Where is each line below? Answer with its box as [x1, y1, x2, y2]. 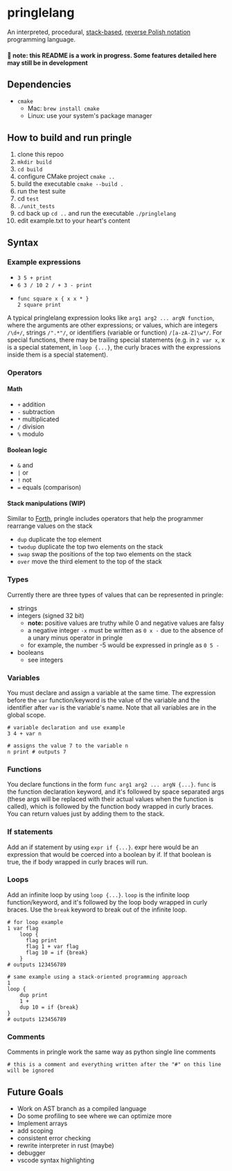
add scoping [17, 1126, 53, 1135]
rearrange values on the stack [7, 522, 93, 530]
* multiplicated [17, 415, 60, 423]
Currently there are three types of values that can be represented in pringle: [7, 590, 224, 599]
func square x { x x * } [17, 295, 89, 302]
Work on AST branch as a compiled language [17, 1104, 147, 1113]
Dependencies [7, 78, 71, 90]
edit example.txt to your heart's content [17, 216, 130, 225]
